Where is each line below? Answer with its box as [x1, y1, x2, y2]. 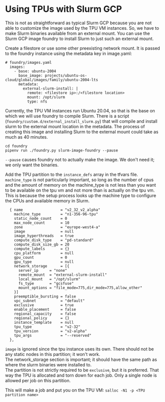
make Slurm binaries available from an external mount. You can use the [5, 30, 150, 36]
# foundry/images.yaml [5, 60, 52, 65]
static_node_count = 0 [14, 216, 68, 221]
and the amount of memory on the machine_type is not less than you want [5, 182, 157, 188]
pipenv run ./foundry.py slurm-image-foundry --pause [5, 148, 119, 153]
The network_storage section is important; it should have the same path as [5, 356, 157, 362]
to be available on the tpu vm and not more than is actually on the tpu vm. [5, 187, 155, 193]
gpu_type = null [14, 259, 74, 264]
